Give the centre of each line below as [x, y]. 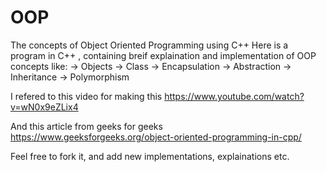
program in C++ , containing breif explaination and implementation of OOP [163, 55]
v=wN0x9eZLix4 [44, 107]
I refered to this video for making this [86, 96]
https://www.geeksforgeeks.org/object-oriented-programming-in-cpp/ [156, 137]
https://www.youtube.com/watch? [234, 96]
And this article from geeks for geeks [86, 126]
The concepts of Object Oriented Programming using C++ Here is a [149, 45]
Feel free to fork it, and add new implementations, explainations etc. [150, 156]
